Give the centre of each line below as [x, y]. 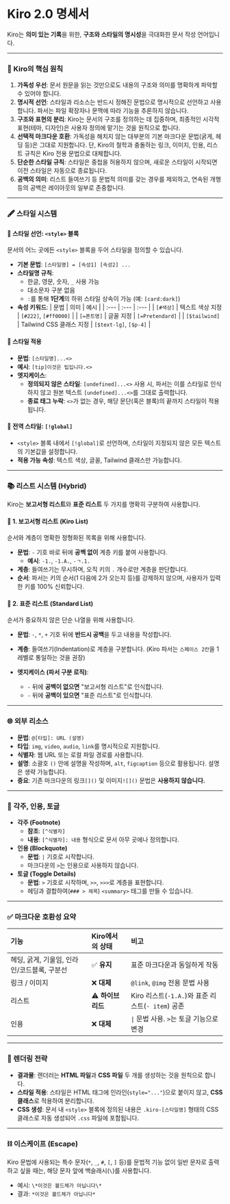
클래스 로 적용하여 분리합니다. [55, 1101]
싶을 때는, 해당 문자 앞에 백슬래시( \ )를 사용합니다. [86, 1170]
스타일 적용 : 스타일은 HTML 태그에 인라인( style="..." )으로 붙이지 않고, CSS [120, 1092]
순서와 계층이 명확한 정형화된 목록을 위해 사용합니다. [76, 538]
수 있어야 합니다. [39, 94]
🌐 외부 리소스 [28, 722]
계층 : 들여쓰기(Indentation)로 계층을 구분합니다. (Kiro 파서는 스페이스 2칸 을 [116, 649]
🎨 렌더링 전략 [27, 1059]
